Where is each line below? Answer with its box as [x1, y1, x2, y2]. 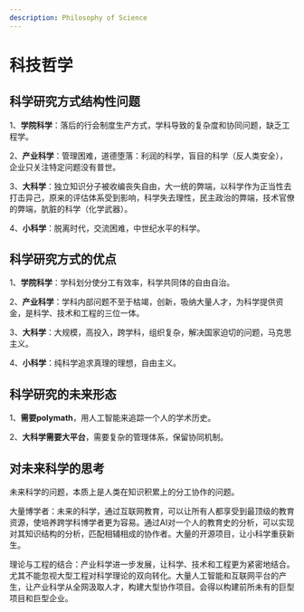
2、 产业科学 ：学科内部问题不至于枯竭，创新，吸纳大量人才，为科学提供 [9, 296, 276, 308]
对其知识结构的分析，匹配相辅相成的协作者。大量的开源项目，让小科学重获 [9, 529, 287, 540]
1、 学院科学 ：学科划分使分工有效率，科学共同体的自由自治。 [9, 277, 235, 288]
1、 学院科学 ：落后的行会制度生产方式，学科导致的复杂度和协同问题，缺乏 [9, 120, 282, 130]
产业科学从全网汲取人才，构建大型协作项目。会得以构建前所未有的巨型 [33, 581, 295, 593]
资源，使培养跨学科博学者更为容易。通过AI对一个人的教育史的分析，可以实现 [9, 517, 295, 528]
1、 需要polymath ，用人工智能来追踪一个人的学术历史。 [9, 413, 216, 424]
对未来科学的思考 [9, 461, 105, 476]
